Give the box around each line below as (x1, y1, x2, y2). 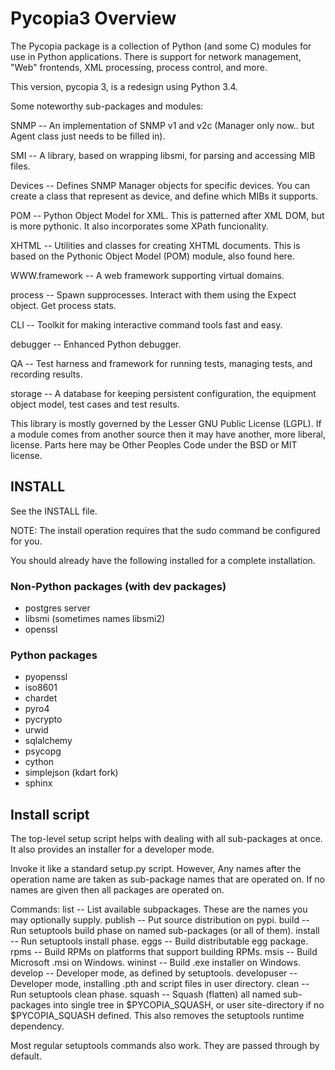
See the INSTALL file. (10, 505, 98, 517)
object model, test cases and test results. (10, 398, 180, 410)
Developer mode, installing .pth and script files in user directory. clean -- (10, 978, 310, 990)
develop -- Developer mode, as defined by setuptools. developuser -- (10, 967, 298, 979)
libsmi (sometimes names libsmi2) (24, 613, 166, 625)
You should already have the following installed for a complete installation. (10, 554, 316, 566)
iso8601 (24, 682, 58, 694)
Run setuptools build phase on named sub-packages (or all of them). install (10, 925, 320, 937)
